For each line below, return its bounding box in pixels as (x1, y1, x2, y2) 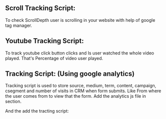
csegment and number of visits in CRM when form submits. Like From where (5, 88, 162, 94)
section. (5, 99, 22, 105)
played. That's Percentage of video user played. (5, 55, 103, 61)
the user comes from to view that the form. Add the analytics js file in (5, 93, 146, 99)
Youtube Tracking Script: (5, 37, 84, 45)
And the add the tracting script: (5, 108, 69, 114)
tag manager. (5, 22, 32, 28)
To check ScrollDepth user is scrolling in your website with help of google (5, 17, 156, 23)
